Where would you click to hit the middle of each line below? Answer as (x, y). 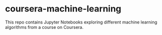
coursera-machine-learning (63, 9)
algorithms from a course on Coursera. (44, 27)
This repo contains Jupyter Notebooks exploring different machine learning (81, 22)
